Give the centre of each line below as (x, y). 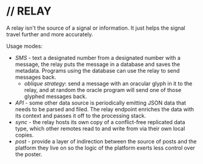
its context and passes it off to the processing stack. (81, 116)
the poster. (28, 154)
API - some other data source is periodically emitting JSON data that (101, 103)
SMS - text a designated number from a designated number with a (98, 57)
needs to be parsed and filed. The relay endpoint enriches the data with (105, 109)
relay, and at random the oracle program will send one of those (103, 90)
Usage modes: (25, 46)
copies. (24, 135)
